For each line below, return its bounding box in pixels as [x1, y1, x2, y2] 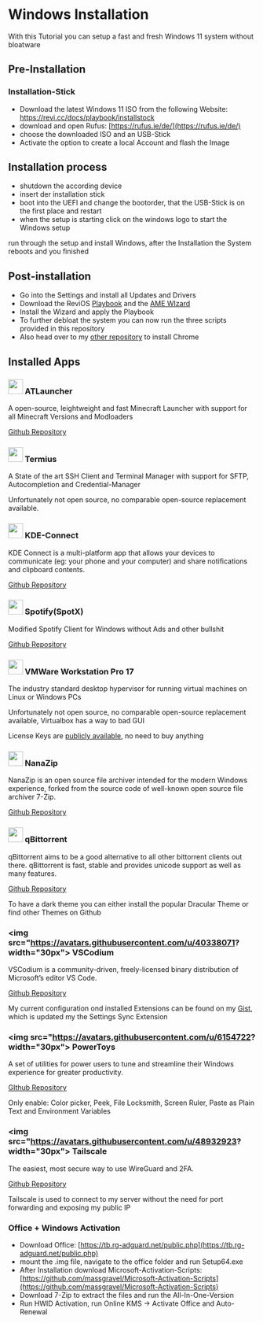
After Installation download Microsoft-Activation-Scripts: [19, 1265, 203, 1274]
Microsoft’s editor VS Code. [8, 974, 97, 983]
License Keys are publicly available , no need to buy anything [8, 731, 204, 741]
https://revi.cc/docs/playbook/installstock [19, 113, 155, 122]
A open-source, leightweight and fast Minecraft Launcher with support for [8, 403, 247, 412]
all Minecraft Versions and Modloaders [8, 412, 133, 421]
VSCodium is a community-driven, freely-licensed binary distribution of [8, 965, 239, 974]
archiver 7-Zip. [8, 793, 57, 802]
